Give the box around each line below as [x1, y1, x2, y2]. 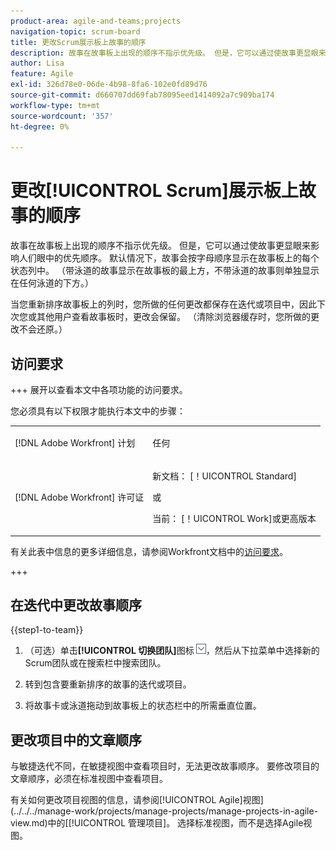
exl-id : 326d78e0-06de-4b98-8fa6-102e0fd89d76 [10, 80, 208, 90]
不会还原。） [18, 323, 68, 335]
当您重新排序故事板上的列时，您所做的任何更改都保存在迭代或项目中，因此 [10, 298, 317, 310]
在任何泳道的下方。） [10, 277, 94, 289]
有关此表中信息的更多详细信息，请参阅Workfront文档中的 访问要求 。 [10, 545, 289, 557]
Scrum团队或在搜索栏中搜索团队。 [24, 657, 167, 669]
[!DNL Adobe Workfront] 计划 [14, 436, 136, 449]
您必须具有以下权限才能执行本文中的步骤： [10, 405, 186, 417]
